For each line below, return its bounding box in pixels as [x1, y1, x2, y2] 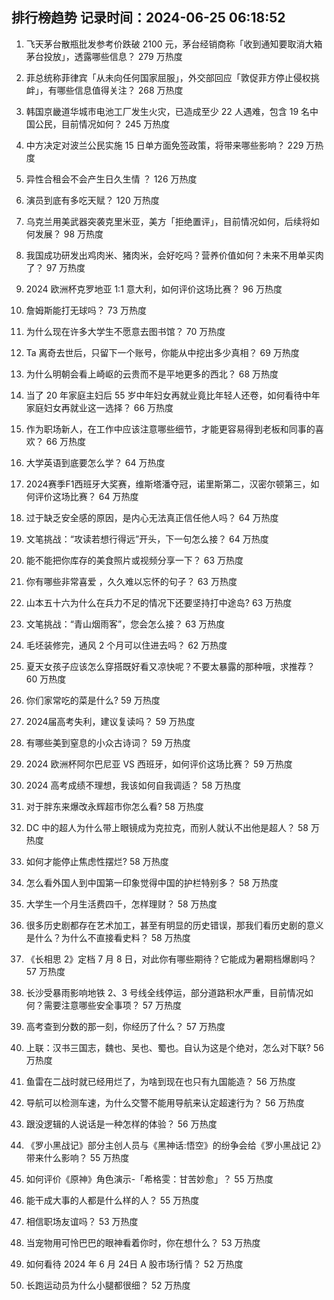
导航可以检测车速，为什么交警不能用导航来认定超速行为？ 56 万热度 [25, 1096, 305, 1108]
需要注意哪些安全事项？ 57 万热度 [43, 999, 182, 1011]
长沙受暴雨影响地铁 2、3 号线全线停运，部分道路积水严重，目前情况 [25, 986, 305, 998]
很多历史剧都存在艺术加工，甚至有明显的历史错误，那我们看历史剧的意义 [25, 919, 324, 931]
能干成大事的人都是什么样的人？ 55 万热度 [25, 1194, 200, 1206]
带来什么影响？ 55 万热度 [25, 1151, 130, 1163]
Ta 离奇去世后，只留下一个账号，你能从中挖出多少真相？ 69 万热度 [25, 346, 300, 358]
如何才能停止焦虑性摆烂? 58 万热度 [25, 855, 169, 867]
